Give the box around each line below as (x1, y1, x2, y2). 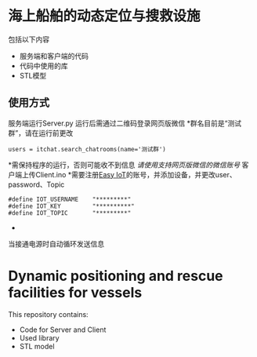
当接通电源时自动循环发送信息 (8, 239, 104, 248)
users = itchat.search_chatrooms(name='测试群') (8, 145, 167, 153)
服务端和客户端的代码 (19, 51, 89, 60)
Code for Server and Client (19, 325, 107, 334)
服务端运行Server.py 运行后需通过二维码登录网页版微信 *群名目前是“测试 (8, 118, 242, 128)
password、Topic (8, 180, 65, 189)
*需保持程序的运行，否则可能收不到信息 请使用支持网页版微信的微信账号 (8, 160, 241, 169)
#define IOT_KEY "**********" (8, 202, 135, 210)
